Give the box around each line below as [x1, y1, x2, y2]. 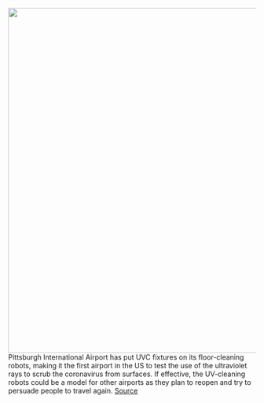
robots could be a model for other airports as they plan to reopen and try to [8, 378, 251, 386]
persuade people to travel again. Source [8, 386, 138, 395]
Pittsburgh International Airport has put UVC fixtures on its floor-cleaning [8, 353, 244, 362]
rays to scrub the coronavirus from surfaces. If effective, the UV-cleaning [8, 369, 246, 379]
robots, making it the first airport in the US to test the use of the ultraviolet [8, 361, 247, 370]
